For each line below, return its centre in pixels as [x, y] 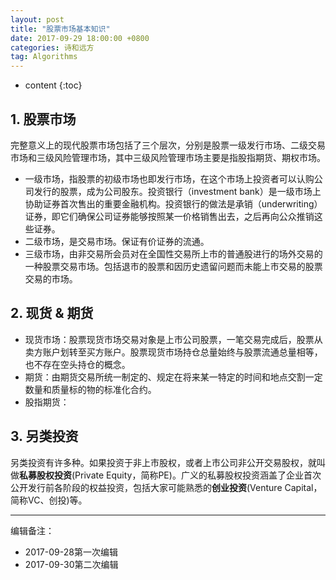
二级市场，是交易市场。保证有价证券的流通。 [117, 241]
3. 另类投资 [44, 436]
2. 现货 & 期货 [52, 313]
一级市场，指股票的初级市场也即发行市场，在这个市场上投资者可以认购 [169, 178]
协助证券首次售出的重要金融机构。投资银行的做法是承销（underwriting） [173, 203]
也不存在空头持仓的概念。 [77, 364]
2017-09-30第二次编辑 [71, 564]
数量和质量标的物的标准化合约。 [90, 389]
